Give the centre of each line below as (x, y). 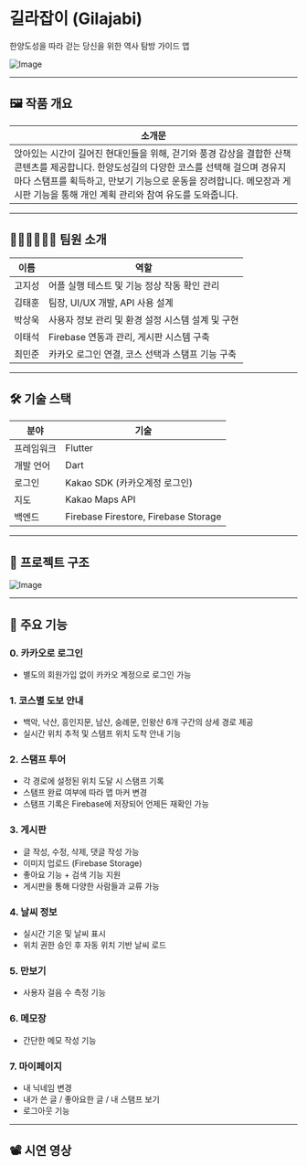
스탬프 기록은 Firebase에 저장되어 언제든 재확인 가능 (116, 804)
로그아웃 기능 (46, 1110)
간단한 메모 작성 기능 (59, 1040)
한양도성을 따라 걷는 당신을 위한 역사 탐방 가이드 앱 (100, 46)
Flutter (79, 448)
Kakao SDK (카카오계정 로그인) (129, 483)
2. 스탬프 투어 (38, 760)
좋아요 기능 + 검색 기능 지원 (72, 874)
